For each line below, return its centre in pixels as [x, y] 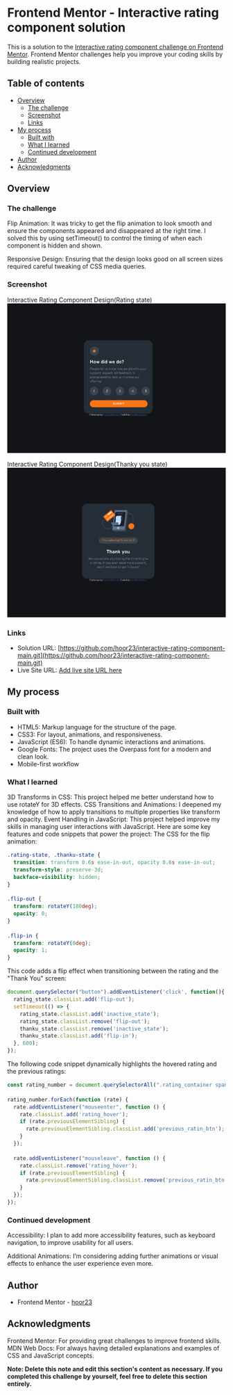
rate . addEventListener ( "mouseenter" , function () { [90, 1107]
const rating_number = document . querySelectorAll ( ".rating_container [110, 1085]
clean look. [33, 757]
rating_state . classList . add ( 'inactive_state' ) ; [89, 1014]
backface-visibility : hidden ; [57, 877]
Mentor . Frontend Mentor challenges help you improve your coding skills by [115, 54]
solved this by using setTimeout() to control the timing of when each [105, 239]
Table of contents [46, 84]
